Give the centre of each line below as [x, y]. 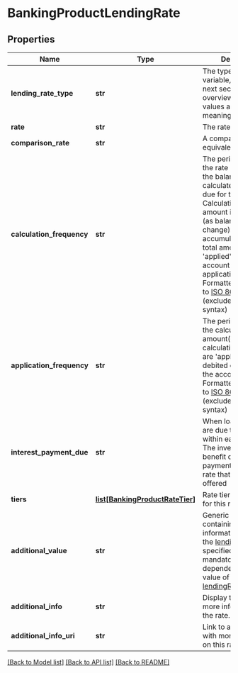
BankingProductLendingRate [94, 13]
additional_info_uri [43, 636]
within [212, 439]
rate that [216, 474]
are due [215, 430]
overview [218, 98]
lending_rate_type [42, 93]
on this [214, 645]
